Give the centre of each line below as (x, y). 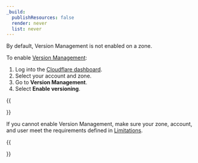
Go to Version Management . (51, 82)
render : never (29, 23)
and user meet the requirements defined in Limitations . (75, 130)
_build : (16, 12)
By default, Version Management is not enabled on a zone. (79, 46)
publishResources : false (43, 18)
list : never (27, 29)
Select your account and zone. (53, 76)
